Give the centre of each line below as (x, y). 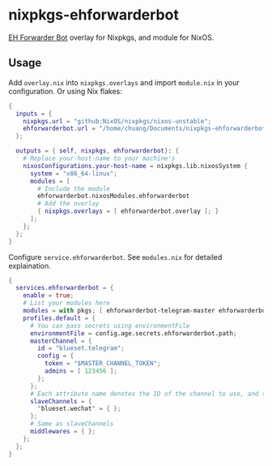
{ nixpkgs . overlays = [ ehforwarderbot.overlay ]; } (128, 211)
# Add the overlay (68, 204)
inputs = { (34, 114)
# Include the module (74, 188)
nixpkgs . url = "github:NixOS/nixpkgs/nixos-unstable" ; (117, 121)
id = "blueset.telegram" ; (81, 348)
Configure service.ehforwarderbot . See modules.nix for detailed (115, 257)
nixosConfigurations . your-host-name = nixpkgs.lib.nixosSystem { (136, 166)
